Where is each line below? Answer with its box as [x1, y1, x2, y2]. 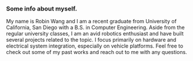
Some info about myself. [6, 5, 78, 13]
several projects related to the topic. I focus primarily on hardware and [6, 37, 177, 44]
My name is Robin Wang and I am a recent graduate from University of [6, 18, 177, 25]
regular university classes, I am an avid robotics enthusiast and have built [6, 30, 184, 37]
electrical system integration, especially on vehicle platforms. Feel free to [6, 42, 184, 49]
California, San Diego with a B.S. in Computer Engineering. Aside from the [6, 24, 185, 31]
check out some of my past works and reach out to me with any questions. [6, 49, 187, 56]
